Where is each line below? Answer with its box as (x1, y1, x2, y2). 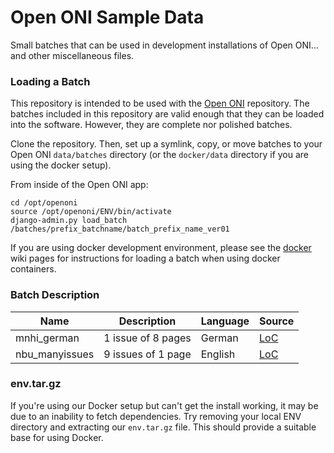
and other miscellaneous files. (10, 49, 135, 61)
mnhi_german (15, 331, 80, 345)
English (200, 347, 236, 361)
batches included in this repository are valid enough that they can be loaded (10, 108, 325, 120)
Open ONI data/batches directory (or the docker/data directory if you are (10, 149, 310, 161)
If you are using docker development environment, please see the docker (10, 242, 312, 254)
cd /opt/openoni (10, 198, 78, 208)
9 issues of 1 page (103, 347, 192, 361)
